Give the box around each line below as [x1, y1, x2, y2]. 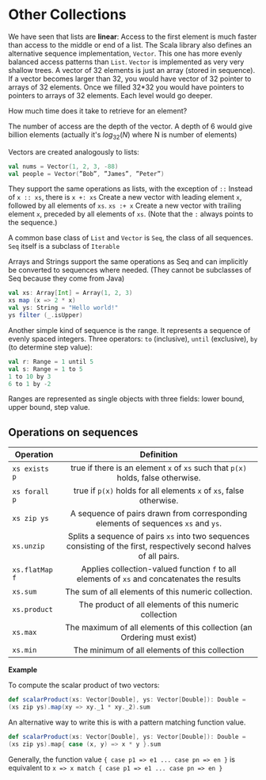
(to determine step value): [8, 342, 93, 352]
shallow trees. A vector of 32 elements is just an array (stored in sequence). [8, 65, 256, 75]
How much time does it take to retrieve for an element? [8, 105, 188, 116]
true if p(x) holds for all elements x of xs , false [73, 485, 245, 496]
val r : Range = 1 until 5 [8, 357, 93, 365]
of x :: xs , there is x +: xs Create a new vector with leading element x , [8, 193, 242, 202]
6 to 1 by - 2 [8, 380, 51, 388]
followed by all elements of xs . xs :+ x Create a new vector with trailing [8, 201, 241, 211]
